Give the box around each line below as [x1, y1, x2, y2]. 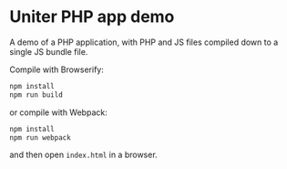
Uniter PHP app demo [9, 6, 175, 27]
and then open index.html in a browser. [9, 149, 158, 161]
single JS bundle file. [9, 46, 88, 57]
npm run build [9, 90, 64, 100]
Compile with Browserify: [9, 64, 105, 75]
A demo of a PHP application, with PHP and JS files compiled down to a [9, 37, 279, 48]
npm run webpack [9, 132, 71, 143]
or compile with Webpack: [9, 107, 108, 118]
